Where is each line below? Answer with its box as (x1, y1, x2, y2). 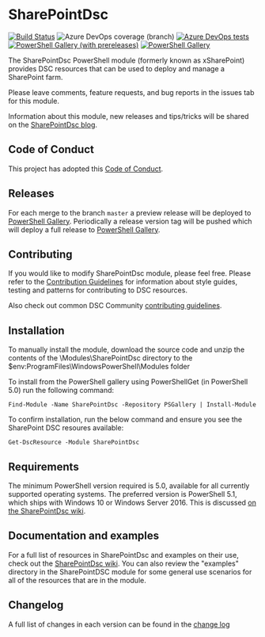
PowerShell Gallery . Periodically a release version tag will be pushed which (8, 216, 252, 226)
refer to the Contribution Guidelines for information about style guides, (8, 277, 238, 287)
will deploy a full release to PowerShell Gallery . (8, 224, 161, 235)
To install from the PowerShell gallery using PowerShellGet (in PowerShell (8, 377, 248, 387)
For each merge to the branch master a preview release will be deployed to (8, 208, 252, 217)
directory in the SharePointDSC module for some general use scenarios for (8, 566, 252, 576)
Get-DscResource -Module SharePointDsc (8, 438, 140, 447)
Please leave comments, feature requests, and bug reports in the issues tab (8, 87, 255, 97)
